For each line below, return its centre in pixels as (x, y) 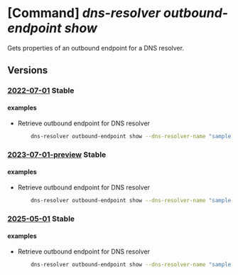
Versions (28, 70)
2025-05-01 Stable (41, 219)
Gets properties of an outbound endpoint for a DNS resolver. (96, 48)
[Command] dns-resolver (84, 13)
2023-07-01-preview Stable (57, 155)
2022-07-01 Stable (41, 90)
